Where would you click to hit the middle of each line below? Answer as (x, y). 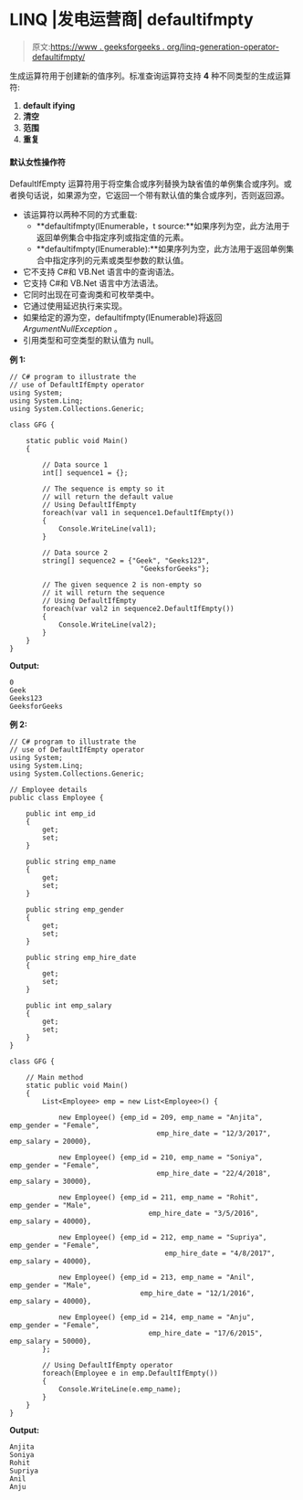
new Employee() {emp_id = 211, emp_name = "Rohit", (158, 1198)
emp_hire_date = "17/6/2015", (205, 1334)
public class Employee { (57, 798)
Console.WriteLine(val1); (107, 529)
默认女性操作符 (37, 162)
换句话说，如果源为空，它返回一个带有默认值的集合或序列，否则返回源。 (153, 195)
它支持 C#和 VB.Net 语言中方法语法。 (93, 283)
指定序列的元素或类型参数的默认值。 (120, 260)
